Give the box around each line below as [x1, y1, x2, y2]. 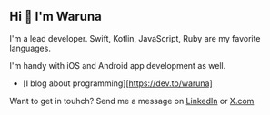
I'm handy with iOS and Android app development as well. [9, 60, 226, 71]
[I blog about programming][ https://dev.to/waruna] [22, 78, 214, 89]
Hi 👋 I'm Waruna [9, 9, 102, 24]
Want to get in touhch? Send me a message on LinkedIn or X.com [9, 95, 255, 106]
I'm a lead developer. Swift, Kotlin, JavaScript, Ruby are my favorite [9, 33, 261, 43]
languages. [9, 43, 52, 53]
